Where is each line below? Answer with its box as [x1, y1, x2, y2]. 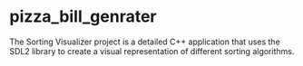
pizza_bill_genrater [9, 6, 157, 27]
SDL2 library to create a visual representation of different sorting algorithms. [9, 45, 295, 56]
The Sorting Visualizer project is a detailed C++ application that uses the [9, 36, 281, 47]
